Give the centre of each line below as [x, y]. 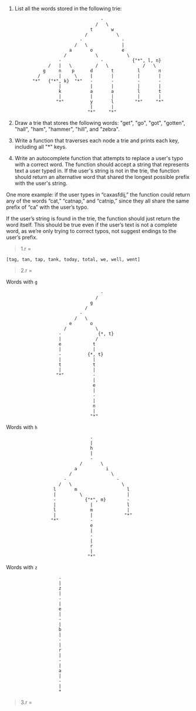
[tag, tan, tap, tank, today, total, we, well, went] [73, 260]
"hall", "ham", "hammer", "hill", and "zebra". [67, 129]
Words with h [22, 427]
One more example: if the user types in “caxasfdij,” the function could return [98, 195]
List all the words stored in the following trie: [68, 9]
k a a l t [110, 91]
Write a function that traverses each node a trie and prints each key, [97, 140]
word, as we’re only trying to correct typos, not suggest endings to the [91, 231]
